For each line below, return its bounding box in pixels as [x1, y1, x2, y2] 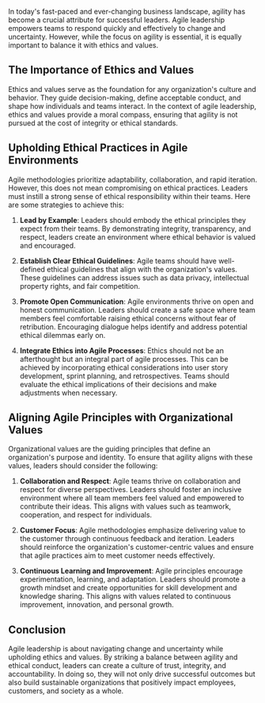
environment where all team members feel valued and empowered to [19, 494, 244, 503]
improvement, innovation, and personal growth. [19, 600, 174, 609]
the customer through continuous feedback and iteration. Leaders [19, 534, 235, 544]
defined [19, 264, 46, 274]
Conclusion [8, 623, 66, 636]
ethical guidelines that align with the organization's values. [47, 264, 237, 274]
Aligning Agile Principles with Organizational [8, 411, 233, 424]
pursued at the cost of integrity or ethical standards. [8, 118, 178, 128]
